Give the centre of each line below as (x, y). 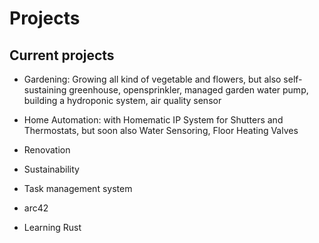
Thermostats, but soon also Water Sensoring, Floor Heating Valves (161, 130)
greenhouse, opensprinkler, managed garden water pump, (188, 90)
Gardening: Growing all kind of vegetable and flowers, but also (152, 79)
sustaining (45, 90)
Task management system (78, 188)
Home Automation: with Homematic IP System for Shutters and (153, 120)
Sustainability (51, 169)
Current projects (62, 55)
